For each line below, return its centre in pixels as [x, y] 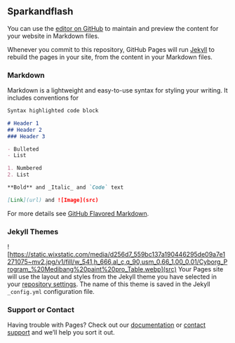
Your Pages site [201, 269]
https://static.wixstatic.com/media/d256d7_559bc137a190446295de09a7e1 [117, 255]
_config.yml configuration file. [51, 292]
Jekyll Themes [33, 231]
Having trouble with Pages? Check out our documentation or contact [106, 325]
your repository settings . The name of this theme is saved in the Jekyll [109, 284]
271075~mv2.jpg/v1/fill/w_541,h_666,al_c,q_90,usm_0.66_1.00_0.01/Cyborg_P [117, 262]
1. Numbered [25, 168]
